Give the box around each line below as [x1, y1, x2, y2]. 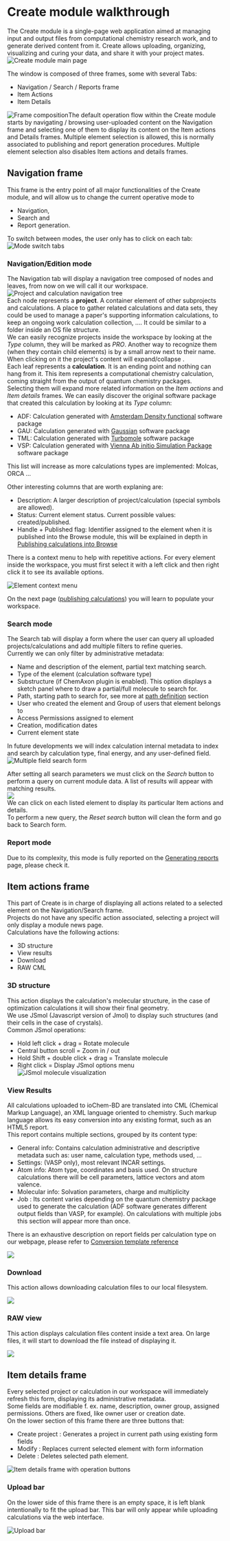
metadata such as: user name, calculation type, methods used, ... [16, 1151, 203, 1160]
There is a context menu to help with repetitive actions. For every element [7, 554, 216, 562]
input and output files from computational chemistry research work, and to [7, 34, 218, 42]
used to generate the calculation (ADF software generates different [16, 1202, 207, 1210]
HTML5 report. [7, 1123, 49, 1131]
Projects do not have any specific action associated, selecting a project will [7, 914, 220, 922]
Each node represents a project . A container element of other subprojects [7, 297, 216, 305]
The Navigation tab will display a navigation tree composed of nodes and [7, 275, 214, 283]
